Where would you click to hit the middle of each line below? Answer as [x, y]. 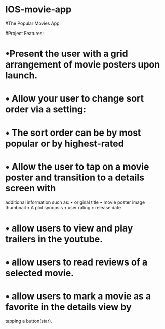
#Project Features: [25, 33]
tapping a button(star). [29, 321]
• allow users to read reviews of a [76, 262]
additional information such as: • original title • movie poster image [75, 202]
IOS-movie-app [38, 9]
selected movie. [40, 273]
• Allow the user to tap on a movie [77, 167]
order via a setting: [46, 109]
